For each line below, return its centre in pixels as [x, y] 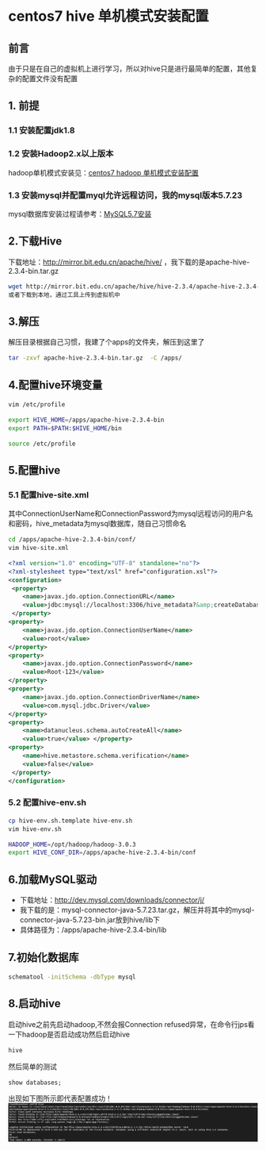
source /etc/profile [42, 444]
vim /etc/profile [37, 404]
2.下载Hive [35, 242]
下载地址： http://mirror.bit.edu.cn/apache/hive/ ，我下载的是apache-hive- [129, 262]
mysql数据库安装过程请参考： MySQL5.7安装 [80, 213]
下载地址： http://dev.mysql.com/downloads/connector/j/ [112, 900]
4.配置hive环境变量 [55, 385]
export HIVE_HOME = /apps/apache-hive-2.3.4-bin [86, 420]
